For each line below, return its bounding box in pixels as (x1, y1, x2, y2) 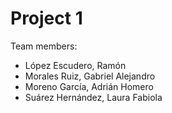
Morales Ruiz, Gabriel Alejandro (24, 70, 156, 82)
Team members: (10, 40, 78, 52)
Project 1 (10, 7, 83, 30)
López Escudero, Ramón (24, 59, 127, 71)
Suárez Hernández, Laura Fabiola (24, 91, 163, 103)
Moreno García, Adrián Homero (24, 80, 154, 92)
